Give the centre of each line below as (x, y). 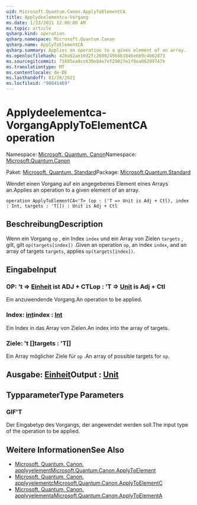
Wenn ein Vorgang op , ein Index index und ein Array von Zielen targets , (95, 239)
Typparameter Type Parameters (65, 395)
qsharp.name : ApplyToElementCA (45, 45)
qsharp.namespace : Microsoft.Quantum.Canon (61, 39)
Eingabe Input (31, 270)
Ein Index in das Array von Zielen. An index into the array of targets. (88, 328)
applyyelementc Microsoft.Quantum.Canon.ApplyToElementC (88, 483)
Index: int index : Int (34, 315)
